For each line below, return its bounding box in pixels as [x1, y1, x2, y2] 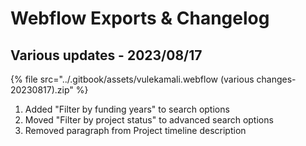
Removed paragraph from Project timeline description [24, 125, 247, 136]
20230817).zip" [10, 84, 74, 96]
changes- [256, 73, 297, 85]
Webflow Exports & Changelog [10, 7, 270, 30]
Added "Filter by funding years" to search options [24, 103, 230, 115]
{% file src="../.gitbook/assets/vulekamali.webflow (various [10, 73, 255, 85]
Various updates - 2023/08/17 [10, 47, 203, 64]
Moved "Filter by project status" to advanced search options [24, 114, 274, 126]
